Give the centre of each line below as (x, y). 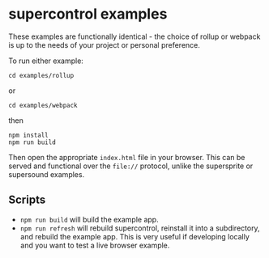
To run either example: (46, 61)
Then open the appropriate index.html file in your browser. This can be (127, 157)
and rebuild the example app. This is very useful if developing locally (134, 236)
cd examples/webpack (43, 105)
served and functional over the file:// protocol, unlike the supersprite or (131, 166)
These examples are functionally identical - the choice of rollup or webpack (134, 36)
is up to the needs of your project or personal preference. (105, 44)
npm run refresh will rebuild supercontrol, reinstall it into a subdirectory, (140, 228)
